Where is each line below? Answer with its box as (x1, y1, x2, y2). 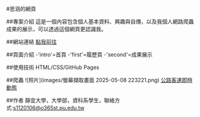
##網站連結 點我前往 (6, 38, 57, 45)
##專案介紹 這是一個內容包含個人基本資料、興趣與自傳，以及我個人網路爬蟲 (6, 18, 194, 25)
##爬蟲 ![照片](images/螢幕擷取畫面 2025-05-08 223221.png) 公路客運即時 (6, 77, 193, 83)
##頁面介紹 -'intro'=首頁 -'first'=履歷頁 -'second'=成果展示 (6, 51, 152, 58)
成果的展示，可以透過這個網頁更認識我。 (6, 26, 107, 32)
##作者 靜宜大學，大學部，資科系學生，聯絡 (6, 97, 115, 104)
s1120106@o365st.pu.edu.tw (13, 104, 85, 111)
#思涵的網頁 (6, 5, 36, 12)
